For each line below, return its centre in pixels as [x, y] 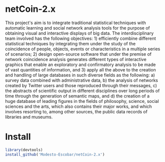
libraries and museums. [29, 117]
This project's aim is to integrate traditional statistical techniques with [76, 23]
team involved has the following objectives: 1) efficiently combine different [81, 38]
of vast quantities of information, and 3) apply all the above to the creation [81, 69]
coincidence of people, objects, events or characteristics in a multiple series [83, 49]
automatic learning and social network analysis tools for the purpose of [78, 28]
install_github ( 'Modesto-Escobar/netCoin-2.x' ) [55, 154]
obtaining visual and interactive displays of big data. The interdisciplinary [80, 33]
